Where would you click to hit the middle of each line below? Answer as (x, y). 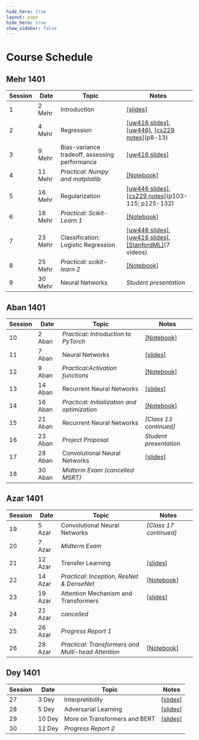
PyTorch (74, 342)
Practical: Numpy (84, 172)
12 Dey (48, 728)
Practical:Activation (89, 368)
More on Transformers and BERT (110, 719)
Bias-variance (80, 147)
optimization (79, 410)
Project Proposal (85, 440)
